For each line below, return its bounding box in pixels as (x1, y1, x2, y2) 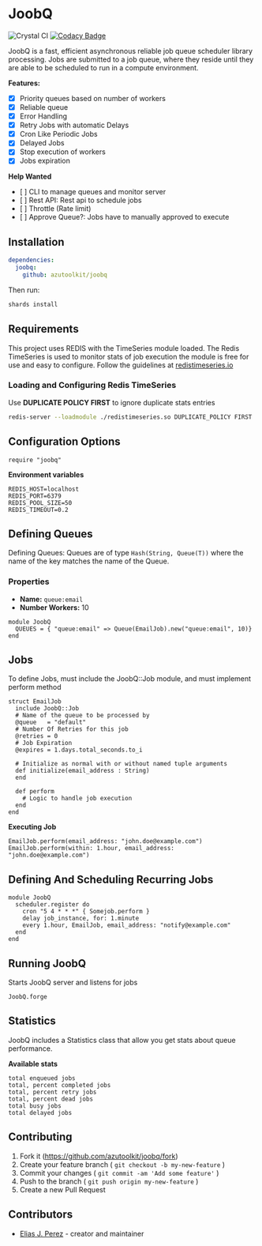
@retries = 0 (15, 732, 58, 740)
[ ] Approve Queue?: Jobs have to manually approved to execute (19, 213, 230, 222)
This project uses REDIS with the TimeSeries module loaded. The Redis (8, 343, 240, 352)
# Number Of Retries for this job (15, 725, 129, 733)
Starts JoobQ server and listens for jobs (8, 977, 138, 988)
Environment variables (8, 469, 84, 479)
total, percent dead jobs (8, 1095, 93, 1103)
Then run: (8, 285, 40, 295)
